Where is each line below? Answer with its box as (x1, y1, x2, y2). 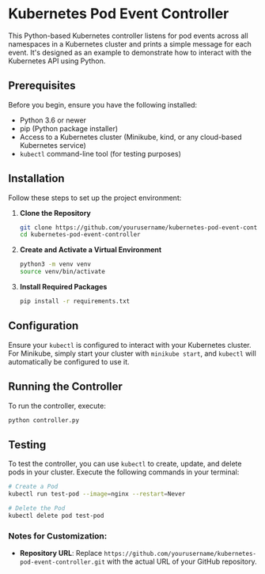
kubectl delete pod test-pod (8, 512, 104, 519)
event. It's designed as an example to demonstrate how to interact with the (8, 47, 252, 57)
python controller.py (8, 416, 80, 424)
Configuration (8, 319, 79, 333)
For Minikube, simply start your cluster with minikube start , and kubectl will (8, 349, 257, 358)
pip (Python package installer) (19, 123, 119, 133)
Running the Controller (8, 380, 123, 394)
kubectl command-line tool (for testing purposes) (19, 149, 182, 158)
